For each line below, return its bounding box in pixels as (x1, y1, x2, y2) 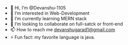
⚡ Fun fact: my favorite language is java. (10, 34, 95, 40)
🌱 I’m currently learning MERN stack (10, 16, 87, 21)
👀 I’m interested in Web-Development (10, 10, 90, 16)
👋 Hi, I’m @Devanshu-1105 (10, 5, 66, 11)
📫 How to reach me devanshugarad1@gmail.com (10, 27, 116, 32)
